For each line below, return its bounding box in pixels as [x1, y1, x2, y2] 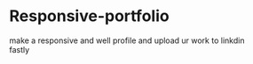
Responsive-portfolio [9, 6, 170, 26]
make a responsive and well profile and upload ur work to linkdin [9, 35, 245, 46]
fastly [9, 44, 30, 54]
